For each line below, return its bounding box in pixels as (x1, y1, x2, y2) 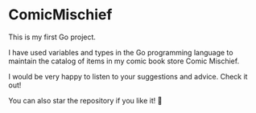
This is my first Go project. (8, 32, 97, 42)
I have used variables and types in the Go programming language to (8, 47, 233, 57)
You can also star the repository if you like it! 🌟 (8, 95, 163, 105)
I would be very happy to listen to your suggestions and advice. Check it (8, 71, 248, 81)
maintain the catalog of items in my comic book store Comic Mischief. (8, 56, 240, 66)
